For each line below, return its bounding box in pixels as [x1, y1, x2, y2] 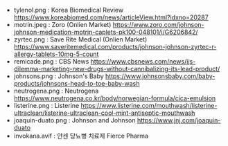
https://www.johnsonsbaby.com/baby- [105, 72, 216, 80]
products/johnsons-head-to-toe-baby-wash [13, 80, 140, 87]
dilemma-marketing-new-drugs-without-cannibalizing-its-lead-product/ [13, 65, 220, 73]
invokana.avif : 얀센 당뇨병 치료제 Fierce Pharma [13, 131, 149, 140]
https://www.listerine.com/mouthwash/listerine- [80, 102, 218, 109]
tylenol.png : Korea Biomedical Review [13, 6, 123, 14]
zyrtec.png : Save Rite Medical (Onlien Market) [13, 35, 148, 44]
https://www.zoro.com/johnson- [112, 21, 204, 28]
